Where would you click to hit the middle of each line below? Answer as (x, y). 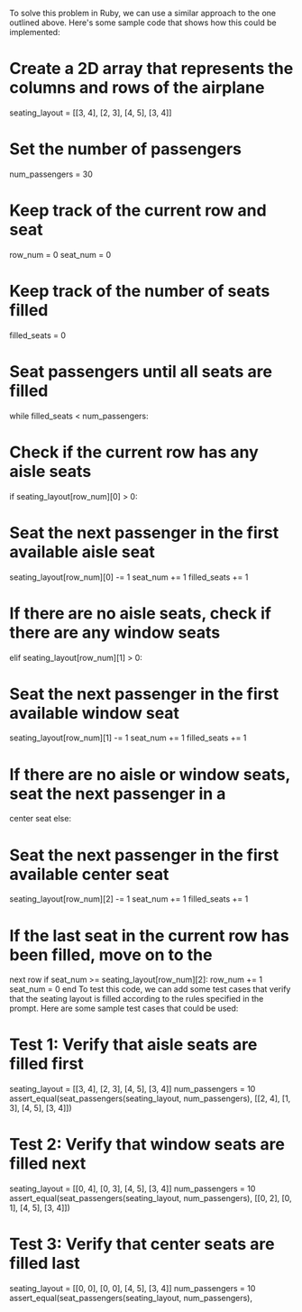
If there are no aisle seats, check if (141, 613)
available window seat (95, 713)
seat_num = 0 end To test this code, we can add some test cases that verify (150, 989)
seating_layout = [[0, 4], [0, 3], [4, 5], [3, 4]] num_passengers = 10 (133, 1188)
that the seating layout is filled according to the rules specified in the (137, 999)
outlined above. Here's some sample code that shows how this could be (143, 23)
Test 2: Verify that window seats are (147, 1145)
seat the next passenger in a (118, 794)
